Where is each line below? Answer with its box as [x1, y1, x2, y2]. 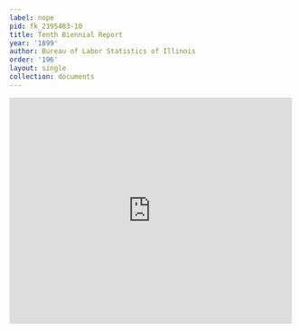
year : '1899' [9, 38, 59, 48]
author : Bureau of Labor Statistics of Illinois [9, 47, 196, 56]
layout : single [9, 64, 67, 73]
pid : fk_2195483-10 [9, 22, 83, 31]
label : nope [9, 13, 54, 23]
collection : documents [9, 72, 95, 81]
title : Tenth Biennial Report [9, 30, 124, 39]
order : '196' [9, 55, 59, 64]
